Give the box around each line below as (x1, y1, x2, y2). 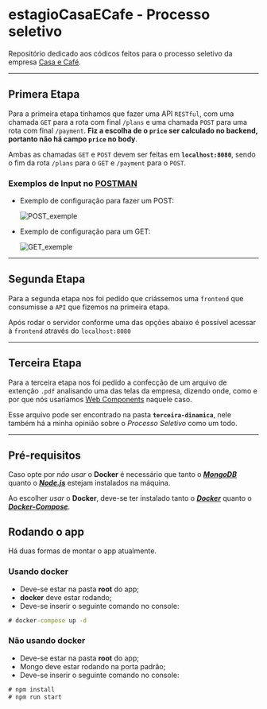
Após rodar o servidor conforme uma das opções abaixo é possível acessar (8, 317, 257, 327)
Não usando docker (8, 635, 86, 646)
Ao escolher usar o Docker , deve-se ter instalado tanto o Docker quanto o (8, 494, 252, 503)
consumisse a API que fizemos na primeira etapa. (8, 302, 170, 312)
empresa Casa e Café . (8, 57, 81, 67)
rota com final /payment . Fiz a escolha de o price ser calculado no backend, (8, 126, 258, 135)
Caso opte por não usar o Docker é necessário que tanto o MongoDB (8, 470, 237, 479)
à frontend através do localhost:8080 (8, 326, 131, 335)
